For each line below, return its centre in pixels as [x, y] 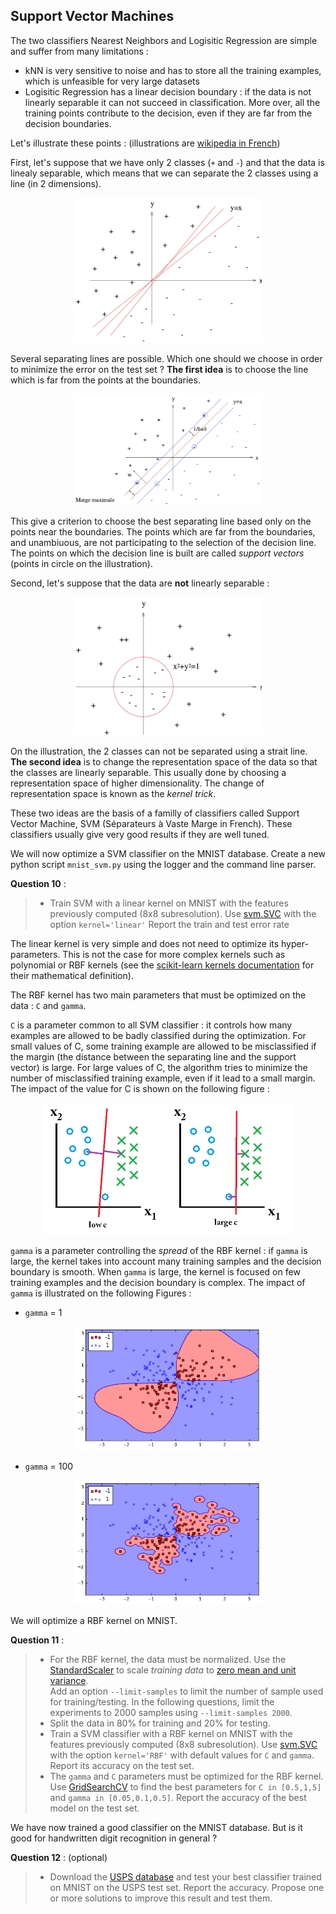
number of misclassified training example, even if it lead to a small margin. [163, 1078]
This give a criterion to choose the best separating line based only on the [161, 521]
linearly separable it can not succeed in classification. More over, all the [172, 102]
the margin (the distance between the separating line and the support [153, 1056]
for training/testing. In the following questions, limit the [162, 1701]
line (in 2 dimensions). [56, 183]
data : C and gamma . [48, 1005]
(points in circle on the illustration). [81, 564]
